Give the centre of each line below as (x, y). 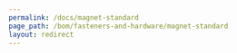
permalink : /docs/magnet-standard (74, 18)
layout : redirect (41, 34)
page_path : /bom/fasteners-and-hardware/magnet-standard (118, 26)
